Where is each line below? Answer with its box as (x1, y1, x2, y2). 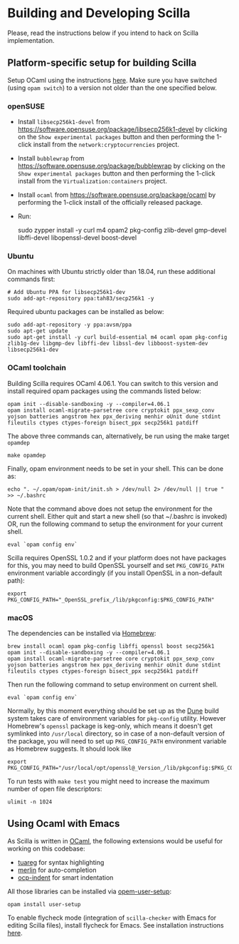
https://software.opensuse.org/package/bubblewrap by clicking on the (17, 162, 225, 171)
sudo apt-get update (7, 328, 69, 335)
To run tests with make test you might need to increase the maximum (7, 776, 210, 786)
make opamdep (7, 452, 46, 459)
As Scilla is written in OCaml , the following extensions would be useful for (7, 836, 223, 845)
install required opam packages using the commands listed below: (7, 387, 201, 395)
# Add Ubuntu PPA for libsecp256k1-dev (7, 289, 126, 296)
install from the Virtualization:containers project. (17, 177, 167, 186)
